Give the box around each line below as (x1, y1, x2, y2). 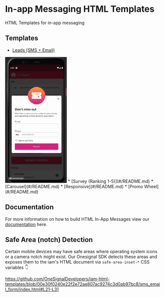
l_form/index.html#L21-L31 (5, 287, 59, 293)
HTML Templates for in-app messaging (5, 20, 85, 26)
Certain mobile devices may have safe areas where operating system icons (5, 249, 158, 255)
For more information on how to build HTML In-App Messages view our (5, 216, 150, 222)
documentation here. (5, 221, 48, 227)
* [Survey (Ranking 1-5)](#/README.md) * (67, 178, 154, 184)
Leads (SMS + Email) (12, 47, 55, 53)
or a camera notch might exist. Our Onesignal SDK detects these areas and (5, 254, 158, 260)
